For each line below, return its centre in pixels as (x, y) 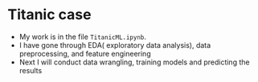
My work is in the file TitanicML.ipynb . (82, 37)
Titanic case (49, 15)
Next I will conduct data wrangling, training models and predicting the (134, 62)
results (31, 70)
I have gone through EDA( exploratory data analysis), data (115, 45)
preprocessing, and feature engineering (85, 53)
